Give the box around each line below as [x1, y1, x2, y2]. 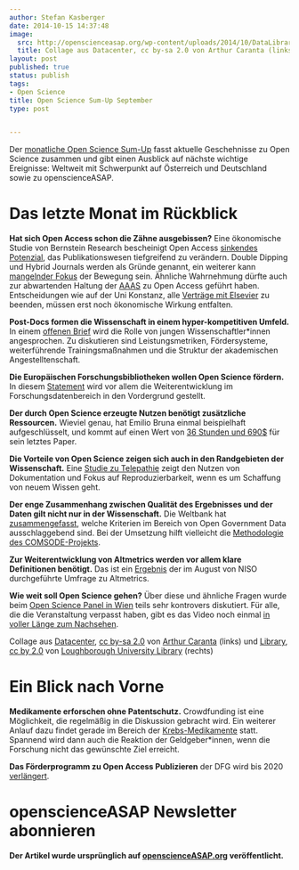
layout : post [9, 54, 58, 63]
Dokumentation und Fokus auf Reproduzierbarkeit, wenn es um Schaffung [9, 473, 281, 484]
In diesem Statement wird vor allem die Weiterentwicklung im [9, 381, 233, 392]
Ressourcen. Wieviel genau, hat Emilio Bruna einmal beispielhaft [9, 418, 246, 428]
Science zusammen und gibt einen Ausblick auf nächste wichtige [9, 153, 249, 165]
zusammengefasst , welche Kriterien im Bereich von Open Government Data [9, 518, 287, 529]
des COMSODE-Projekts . [9, 537, 101, 548]
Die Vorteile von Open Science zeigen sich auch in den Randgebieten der [9, 453, 285, 464]
